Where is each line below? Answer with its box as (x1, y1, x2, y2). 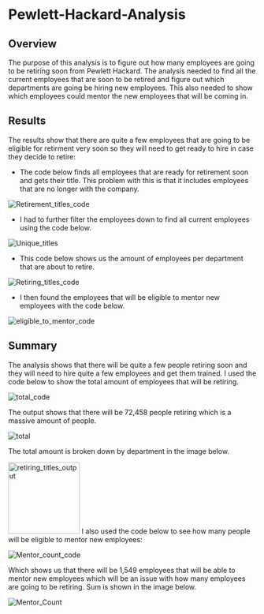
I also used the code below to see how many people (81, 526, 251, 536)
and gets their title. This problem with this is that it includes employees (19, 175, 249, 185)
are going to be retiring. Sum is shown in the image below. (8, 582, 197, 591)
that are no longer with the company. (19, 184, 139, 193)
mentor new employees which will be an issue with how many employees (8, 574, 246, 583)
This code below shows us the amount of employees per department (19, 253, 244, 263)
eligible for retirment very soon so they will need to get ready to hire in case (8, 144, 255, 153)
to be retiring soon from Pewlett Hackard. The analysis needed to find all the (8, 66, 256, 76)
